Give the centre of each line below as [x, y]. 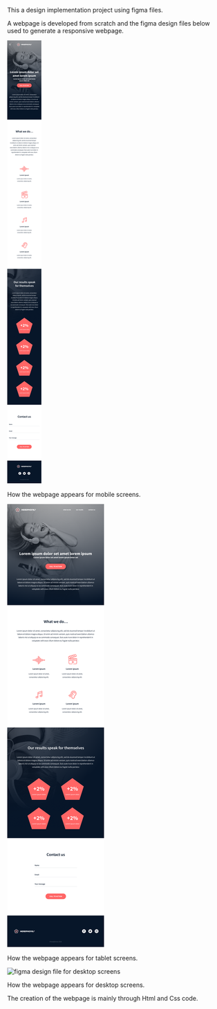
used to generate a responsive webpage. [66, 31]
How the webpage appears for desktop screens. [76, 985]
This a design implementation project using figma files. [85, 10]
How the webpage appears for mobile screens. [74, 494]
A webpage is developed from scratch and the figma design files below [109, 23]
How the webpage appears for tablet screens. [73, 958]
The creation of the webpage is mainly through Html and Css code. [103, 998]
